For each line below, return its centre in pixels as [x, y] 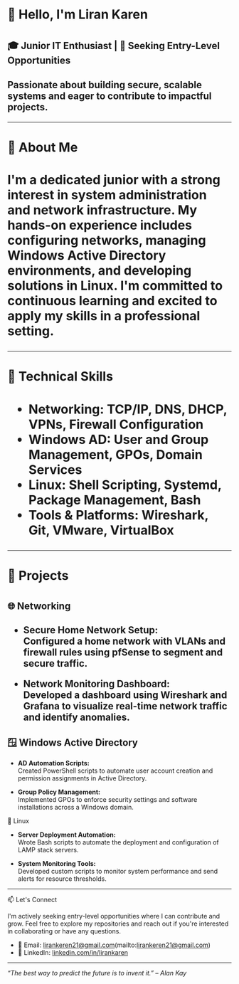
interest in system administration [107, 195]
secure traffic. [55, 663]
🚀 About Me [43, 147]
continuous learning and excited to [112, 301]
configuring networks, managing [107, 240]
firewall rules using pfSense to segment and [123, 653]
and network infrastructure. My [102, 210]
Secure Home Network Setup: [91, 630]
